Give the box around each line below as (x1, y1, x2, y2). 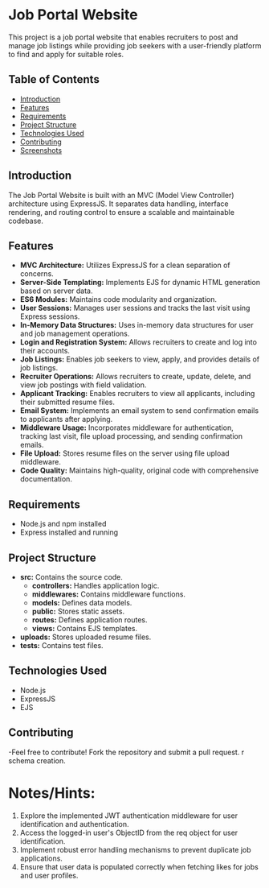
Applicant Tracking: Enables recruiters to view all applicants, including (19, 389, 255, 399)
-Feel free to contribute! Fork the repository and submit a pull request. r (8, 747, 245, 757)
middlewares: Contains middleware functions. (31, 589, 186, 599)
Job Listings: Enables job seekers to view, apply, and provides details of (19, 354, 259, 364)
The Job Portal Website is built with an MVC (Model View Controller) (8, 190, 234, 200)
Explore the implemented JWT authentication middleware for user (19, 811, 238, 820)
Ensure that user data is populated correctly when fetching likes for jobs (19, 861, 259, 871)
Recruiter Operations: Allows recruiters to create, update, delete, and (19, 372, 251, 382)
